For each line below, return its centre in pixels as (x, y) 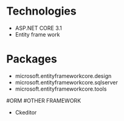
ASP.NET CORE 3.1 (39, 28)
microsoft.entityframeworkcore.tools (61, 89)
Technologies (42, 11)
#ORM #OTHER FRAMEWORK (44, 100)
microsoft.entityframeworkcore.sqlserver (67, 82)
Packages (32, 59)
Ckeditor (26, 112)
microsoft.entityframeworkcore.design (63, 76)
